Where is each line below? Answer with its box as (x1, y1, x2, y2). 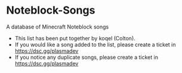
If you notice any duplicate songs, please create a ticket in (14, 53, 158, 61)
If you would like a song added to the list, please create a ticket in (14, 41, 176, 48)
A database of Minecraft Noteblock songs (6, 23, 109, 30)
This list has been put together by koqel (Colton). (14, 34, 135, 42)
